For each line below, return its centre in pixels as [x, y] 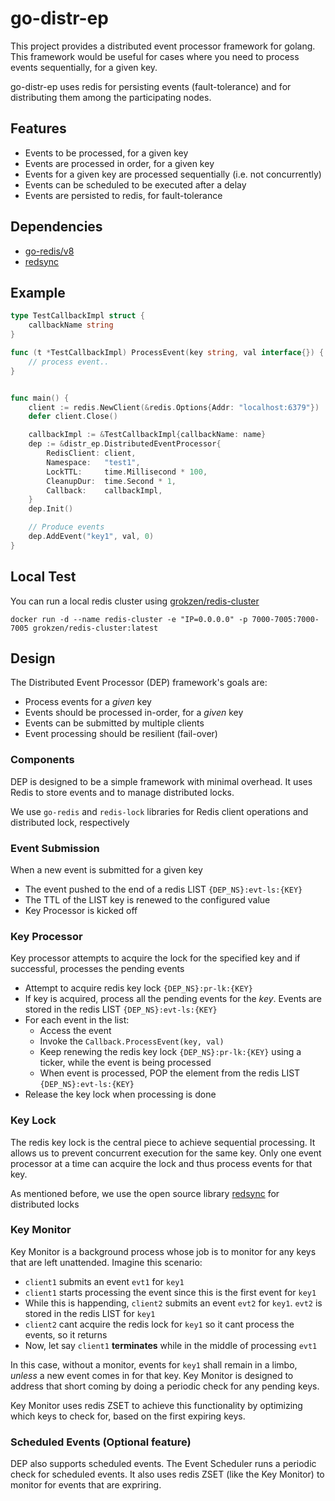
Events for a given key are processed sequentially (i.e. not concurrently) [173, 174]
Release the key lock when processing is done [120, 1094]
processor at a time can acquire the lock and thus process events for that [161, 1163]
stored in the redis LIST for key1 [90, 1313]
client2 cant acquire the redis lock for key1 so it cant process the [159, 1324]
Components [42, 760]
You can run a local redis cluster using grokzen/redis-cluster [135, 601]
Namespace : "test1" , [93, 462]
